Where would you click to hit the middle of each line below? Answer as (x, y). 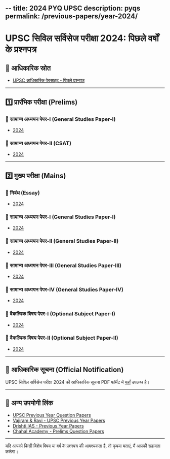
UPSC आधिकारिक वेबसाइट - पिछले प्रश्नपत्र (49, 80)
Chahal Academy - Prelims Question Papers (58, 432)
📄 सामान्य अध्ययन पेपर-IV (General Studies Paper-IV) (65, 289)
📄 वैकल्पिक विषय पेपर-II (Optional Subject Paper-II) (62, 338)
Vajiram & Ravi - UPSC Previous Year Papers (59, 420)
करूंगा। (12, 452)
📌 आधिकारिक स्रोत (28, 68)
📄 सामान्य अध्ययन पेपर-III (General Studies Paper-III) (63, 265)
